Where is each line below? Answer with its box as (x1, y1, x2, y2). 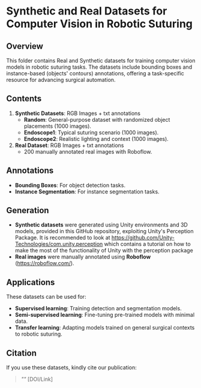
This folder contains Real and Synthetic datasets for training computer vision (6, 57, 196, 64)
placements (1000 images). (23, 122, 92, 130)
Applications (6, 277, 55, 287)
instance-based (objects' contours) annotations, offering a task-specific (6, 70, 185, 77)
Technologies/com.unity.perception (14, 240, 103, 248)
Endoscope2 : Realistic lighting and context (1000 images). (23, 135, 169, 142)
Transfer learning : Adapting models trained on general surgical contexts (14, 324, 195, 331)
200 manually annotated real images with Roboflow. (23, 148, 152, 155)
